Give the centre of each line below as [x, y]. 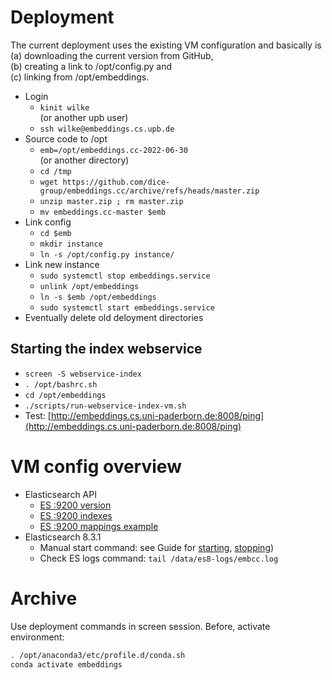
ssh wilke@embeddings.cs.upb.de [107, 129]
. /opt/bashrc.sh [61, 384]
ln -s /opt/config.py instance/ [107, 254]
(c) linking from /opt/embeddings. [80, 77]
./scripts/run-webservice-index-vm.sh [105, 406]
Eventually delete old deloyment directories [114, 317]
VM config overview [96, 466]
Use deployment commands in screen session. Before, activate [140, 626]
